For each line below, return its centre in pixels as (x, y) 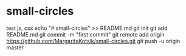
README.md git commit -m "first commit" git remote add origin (85, 34)
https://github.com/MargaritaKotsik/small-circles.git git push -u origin (93, 41)
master (15, 47)
